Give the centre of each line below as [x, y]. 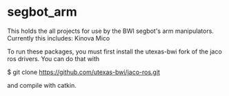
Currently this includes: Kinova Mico [59, 38]
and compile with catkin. [42, 85]
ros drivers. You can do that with [53, 58]
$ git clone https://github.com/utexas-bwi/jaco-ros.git [84, 72]
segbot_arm [42, 12]
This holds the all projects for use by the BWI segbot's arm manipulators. [110, 31]
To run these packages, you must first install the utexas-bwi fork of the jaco [114, 51]
